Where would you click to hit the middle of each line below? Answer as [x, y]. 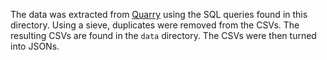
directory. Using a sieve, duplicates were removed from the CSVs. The [155, 25]
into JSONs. [35, 46]
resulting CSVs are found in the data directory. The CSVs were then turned [163, 35]
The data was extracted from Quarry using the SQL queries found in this [159, 14]
